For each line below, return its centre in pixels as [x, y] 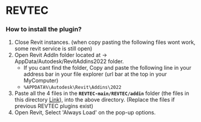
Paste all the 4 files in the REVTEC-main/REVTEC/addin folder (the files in [102, 93]
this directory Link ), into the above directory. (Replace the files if [94, 100]
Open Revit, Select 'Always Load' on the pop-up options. [85, 112]
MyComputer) [41, 81]
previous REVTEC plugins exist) [54, 106]
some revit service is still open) [53, 49]
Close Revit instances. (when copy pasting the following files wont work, [105, 42]
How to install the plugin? [44, 29]
